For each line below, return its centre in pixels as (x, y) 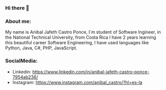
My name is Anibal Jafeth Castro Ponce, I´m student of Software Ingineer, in (83, 32)
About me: (18, 21)
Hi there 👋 (17, 8)
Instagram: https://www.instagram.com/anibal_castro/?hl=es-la (77, 82)
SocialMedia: (21, 61)
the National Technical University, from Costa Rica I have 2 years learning (81, 37)
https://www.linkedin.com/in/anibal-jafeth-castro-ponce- (91, 72)
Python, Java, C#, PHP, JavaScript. (41, 48)
